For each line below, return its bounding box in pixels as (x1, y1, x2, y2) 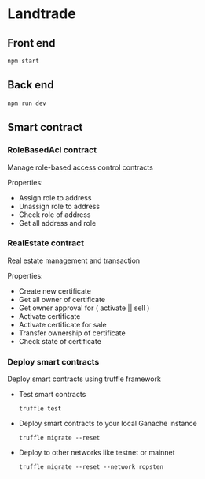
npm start (7, 57, 40, 65)
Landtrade (7, 5, 76, 23)
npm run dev (7, 99, 46, 107)
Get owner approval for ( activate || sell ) (18, 303, 150, 312)
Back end (7, 78, 54, 92)
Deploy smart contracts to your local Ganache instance (18, 419, 197, 428)
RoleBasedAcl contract (7, 144, 97, 155)
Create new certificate (18, 286, 92, 296)
